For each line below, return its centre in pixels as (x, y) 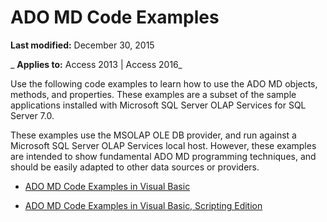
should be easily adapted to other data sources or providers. (135, 167)
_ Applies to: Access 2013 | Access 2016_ (96, 64)
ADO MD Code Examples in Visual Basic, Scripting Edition (143, 205)
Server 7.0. (32, 115)
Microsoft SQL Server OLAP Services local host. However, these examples (163, 145)
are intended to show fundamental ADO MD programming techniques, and (163, 156)
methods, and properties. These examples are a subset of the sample (153, 94)
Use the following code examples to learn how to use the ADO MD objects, (164, 83)
